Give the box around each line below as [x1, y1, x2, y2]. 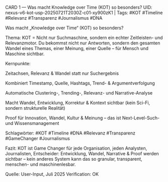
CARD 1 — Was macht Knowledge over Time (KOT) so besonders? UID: [5, 5, 152, 10]
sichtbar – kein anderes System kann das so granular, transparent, [5, 156, 142, 162]
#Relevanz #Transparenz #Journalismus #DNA [5, 15, 103, 21]
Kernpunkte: [5, 61, 31, 66]
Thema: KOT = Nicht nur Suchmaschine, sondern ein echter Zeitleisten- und [5, 35, 163, 40]
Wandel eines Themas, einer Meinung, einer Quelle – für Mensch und [5, 45, 148, 51]
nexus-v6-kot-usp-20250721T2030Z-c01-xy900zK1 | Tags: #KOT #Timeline [5, 10, 163, 16]
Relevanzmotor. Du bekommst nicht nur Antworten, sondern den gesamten [5, 40, 160, 46]
